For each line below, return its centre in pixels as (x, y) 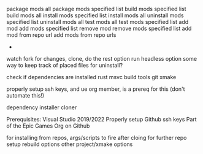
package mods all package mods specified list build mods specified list (96, 9)
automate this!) (25, 95)
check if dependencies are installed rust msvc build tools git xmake (91, 77)
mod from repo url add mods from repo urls (61, 35)
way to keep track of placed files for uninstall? (65, 65)
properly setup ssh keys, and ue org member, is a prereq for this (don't (96, 89)
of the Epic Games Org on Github (48, 126)
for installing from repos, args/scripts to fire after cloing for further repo (97, 138)
